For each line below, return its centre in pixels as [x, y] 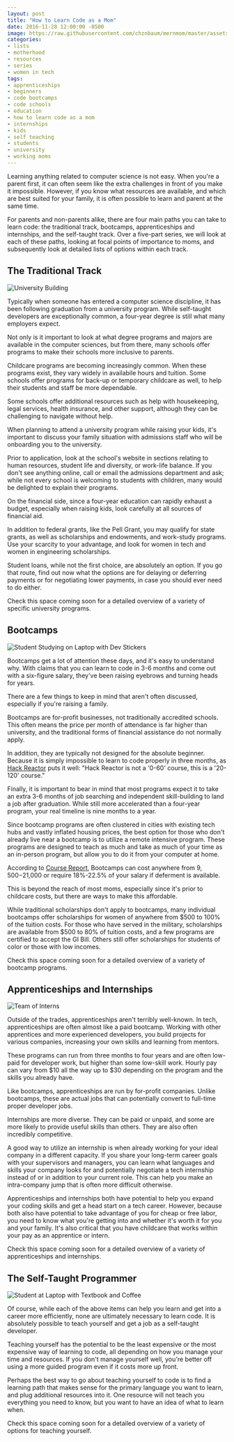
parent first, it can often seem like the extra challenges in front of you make [115, 183]
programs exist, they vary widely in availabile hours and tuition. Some [107, 373]
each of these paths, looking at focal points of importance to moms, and [111, 241]
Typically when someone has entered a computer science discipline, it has [114, 301]
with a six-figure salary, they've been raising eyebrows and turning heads [112, 675]
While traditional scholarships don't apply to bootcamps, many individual [111, 909]
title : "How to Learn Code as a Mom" [62, 20]
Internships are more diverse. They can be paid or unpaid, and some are [111, 1120]
